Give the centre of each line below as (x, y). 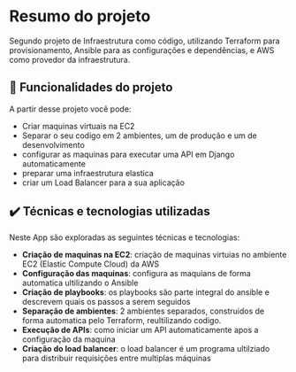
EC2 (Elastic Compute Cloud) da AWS (91, 264)
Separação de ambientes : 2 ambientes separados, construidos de (143, 311)
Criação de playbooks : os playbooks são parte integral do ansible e (145, 292)
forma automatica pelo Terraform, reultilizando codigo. (121, 320)
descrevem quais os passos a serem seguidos (106, 301)
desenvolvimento (53, 144)
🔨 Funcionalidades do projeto (91, 87)
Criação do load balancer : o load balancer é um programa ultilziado (146, 348)
